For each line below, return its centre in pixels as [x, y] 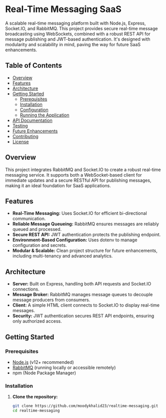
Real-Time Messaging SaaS [63, 9]
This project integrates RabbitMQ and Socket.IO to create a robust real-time [83, 170]
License [20, 142]
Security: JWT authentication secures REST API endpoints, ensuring [83, 316]
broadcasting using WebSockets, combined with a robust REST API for [78, 34]
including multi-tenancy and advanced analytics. [62, 256]
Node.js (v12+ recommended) [43, 362]
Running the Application [44, 115]
